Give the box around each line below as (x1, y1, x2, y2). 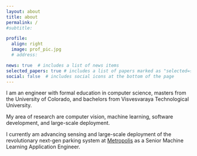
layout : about (6, 8, 41, 15)
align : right (11, 41, 43, 47)
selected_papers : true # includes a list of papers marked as (6, 68, 161, 74)
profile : (6, 36, 28, 42)
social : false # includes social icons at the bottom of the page (6, 73, 175, 79)
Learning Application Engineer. (6, 143, 80, 150)
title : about (6, 14, 38, 20)
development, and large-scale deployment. (6, 120, 110, 127)
